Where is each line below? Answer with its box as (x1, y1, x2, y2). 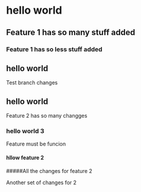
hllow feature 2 (6, 154, 44, 161)
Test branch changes (6, 79, 58, 86)
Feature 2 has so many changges (6, 112, 88, 119)
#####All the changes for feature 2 (6, 167, 92, 174)
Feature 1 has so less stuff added (6, 45, 102, 53)
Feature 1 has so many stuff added (6, 27, 135, 37)
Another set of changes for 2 (6, 179, 77, 186)
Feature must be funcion (6, 140, 66, 147)
